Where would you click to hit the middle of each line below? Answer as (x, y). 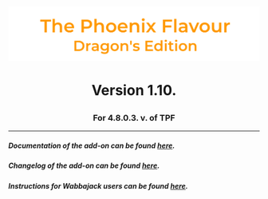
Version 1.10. (134, 90)
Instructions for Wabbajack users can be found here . (99, 185)
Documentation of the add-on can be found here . (92, 145)
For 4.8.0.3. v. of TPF (134, 117)
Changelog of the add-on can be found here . (84, 165)
